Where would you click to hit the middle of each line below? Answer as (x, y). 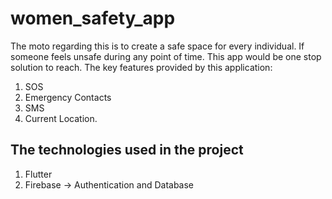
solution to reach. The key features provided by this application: (141, 67)
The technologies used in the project (127, 150)
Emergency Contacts (68, 97)
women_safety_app (93, 18)
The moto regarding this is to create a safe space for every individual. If (157, 46)
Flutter (38, 174)
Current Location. (61, 118)
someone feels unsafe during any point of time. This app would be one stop (166, 56)
